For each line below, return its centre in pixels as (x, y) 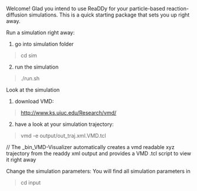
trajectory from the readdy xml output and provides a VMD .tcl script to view (99, 153)
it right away (21, 160)
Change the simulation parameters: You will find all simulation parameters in (98, 171)
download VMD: (34, 101)
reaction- (178, 9)
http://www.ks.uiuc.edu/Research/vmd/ (68, 113)
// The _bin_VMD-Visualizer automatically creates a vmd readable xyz (91, 147)
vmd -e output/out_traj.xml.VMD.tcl (63, 136)
